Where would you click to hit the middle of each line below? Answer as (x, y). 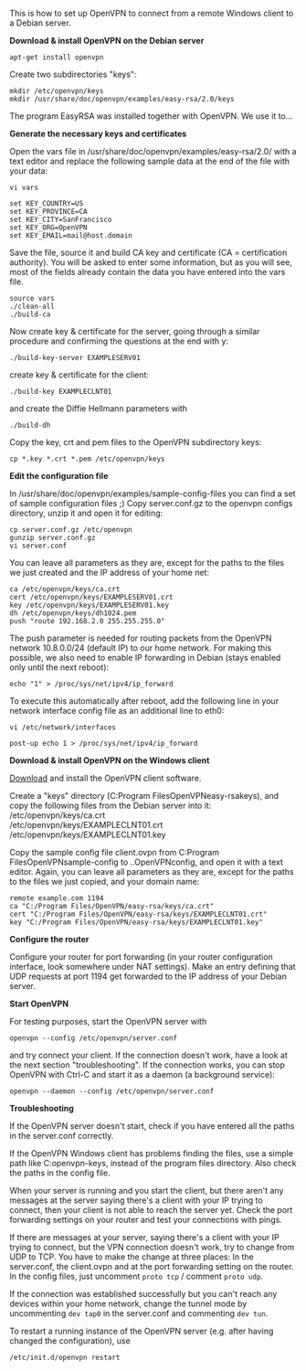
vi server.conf (38, 546)
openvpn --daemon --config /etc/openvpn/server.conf (112, 1091)
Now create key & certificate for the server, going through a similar (135, 331)
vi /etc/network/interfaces (63, 728)
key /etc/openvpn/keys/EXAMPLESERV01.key (90, 605)
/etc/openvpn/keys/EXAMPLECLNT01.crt (86, 825)
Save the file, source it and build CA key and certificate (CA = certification (148, 252)
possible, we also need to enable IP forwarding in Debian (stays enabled (145, 658)
